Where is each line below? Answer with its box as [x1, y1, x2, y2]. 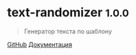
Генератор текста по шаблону [23, 27, 112, 35]
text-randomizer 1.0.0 [7, 5, 129, 20]
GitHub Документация [7, 40, 72, 48]
